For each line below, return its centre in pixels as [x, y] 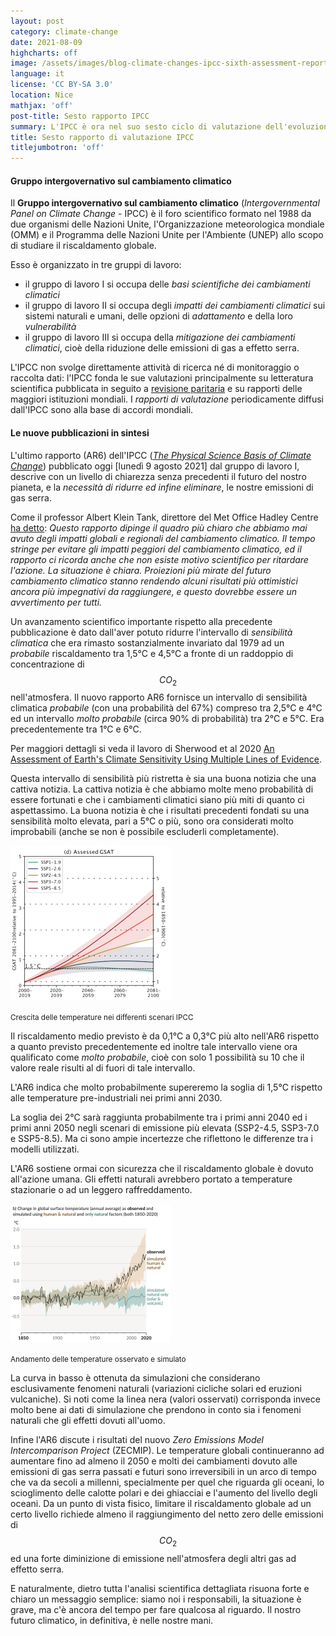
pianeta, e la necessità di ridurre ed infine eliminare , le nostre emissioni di [162, 487]
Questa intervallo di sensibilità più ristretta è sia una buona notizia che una [163, 779]
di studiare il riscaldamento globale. [83, 246]
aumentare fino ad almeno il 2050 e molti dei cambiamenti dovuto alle [154, 1461]
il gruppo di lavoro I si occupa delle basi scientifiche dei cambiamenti [167, 284]
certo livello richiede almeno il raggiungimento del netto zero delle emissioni [167, 1514]
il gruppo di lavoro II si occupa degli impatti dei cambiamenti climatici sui [175, 306]
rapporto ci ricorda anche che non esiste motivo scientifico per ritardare [159, 559]
